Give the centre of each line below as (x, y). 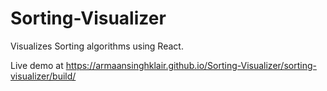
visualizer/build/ (43, 76)
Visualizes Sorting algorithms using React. (97, 46)
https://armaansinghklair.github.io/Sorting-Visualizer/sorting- (191, 65)
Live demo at (37, 65)
